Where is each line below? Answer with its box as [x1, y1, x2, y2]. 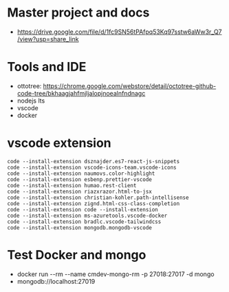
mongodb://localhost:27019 [17, 277, 96, 285]
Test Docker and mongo [7, 247, 146, 262]
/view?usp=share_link [17, 34, 79, 43]
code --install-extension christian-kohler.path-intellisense [7, 194, 189, 201]
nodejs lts [17, 96, 45, 105]
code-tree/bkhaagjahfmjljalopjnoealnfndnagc [17, 89, 146, 97]
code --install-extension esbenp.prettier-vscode [7, 176, 153, 183]
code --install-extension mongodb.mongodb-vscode [7, 224, 153, 231]
